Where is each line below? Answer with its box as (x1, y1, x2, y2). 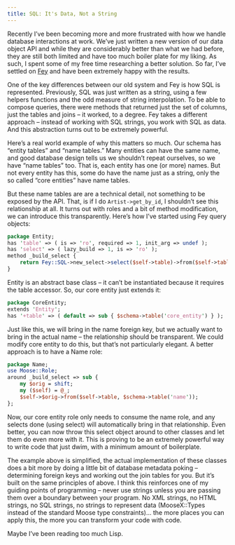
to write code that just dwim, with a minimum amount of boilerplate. (7, 443, 201, 451)
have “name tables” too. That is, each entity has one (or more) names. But (7, 161, 220, 169)
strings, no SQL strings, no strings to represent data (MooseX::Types (7, 501, 206, 509)
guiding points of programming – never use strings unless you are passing (7, 485, 221, 494)
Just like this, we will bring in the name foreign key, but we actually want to (7, 325, 223, 333)
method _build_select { (7, 253, 77, 260)
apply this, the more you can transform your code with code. (7, 516, 182, 524)
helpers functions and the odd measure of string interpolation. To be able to (7, 95, 226, 104)
